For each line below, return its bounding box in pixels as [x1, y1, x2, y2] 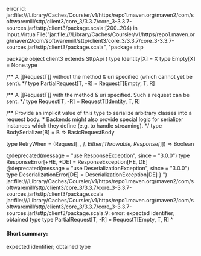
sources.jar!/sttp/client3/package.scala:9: [6, 210, 110, 216]
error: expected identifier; [111, 210, 175, 216]
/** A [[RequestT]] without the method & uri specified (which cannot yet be [6, 73, 193, 80]
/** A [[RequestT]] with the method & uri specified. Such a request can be [6, 92, 190, 98]
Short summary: [6, 229, 48, 237]
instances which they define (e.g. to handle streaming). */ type [6, 122, 162, 129]
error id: [6, 5, 27, 12]
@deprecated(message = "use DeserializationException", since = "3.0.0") [6, 165, 190, 172]
